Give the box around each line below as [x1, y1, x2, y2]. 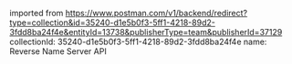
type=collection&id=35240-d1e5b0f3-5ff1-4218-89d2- [9, 17, 216, 28]
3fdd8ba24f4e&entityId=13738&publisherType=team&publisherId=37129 [9, 27, 283, 37]
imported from [9, 8, 64, 18]
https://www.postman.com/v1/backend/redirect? [65, 8, 248, 18]
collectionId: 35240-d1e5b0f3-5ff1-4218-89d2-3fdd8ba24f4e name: [9, 36, 267, 47]
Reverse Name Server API [9, 46, 107, 57]
